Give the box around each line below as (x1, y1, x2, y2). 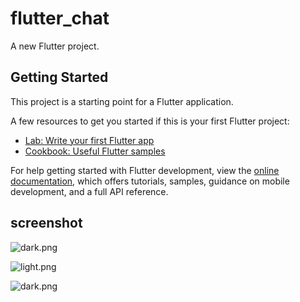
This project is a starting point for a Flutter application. (10, 95, 234, 107)
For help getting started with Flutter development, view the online (10, 164, 280, 176)
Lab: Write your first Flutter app (24, 134, 155, 146)
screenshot (10, 215, 83, 232)
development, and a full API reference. (10, 185, 169, 197)
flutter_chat (10, 7, 110, 30)
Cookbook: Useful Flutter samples (24, 145, 166, 157)
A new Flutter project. (10, 40, 100, 52)
